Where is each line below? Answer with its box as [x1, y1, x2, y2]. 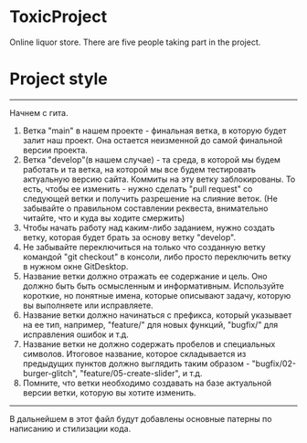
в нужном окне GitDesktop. [22, 260, 129, 271]
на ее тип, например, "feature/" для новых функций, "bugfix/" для [22, 319, 279, 330]
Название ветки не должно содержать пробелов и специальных [22, 338, 276, 349]
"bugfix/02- [251, 358, 297, 369]
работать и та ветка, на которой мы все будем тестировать [22, 163, 256, 174]
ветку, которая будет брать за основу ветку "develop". [22, 231, 236, 243]
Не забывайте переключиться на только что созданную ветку [22, 241, 266, 252]
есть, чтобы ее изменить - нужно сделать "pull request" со [22, 183, 253, 194]
